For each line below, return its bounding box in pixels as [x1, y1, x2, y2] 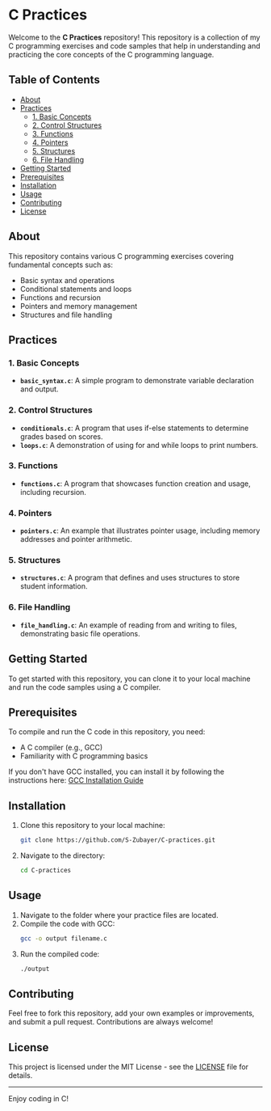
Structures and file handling [19, 310, 113, 319]
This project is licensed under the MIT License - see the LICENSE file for [8, 1062, 248, 1072]
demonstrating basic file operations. [19, 628, 140, 638]
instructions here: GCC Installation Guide [8, 775, 144, 785]
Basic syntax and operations [19, 275, 115, 285]
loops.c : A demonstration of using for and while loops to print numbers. [19, 440, 259, 450]
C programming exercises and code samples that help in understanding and [8, 40, 261, 50]
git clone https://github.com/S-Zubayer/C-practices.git [19, 836, 216, 844]
